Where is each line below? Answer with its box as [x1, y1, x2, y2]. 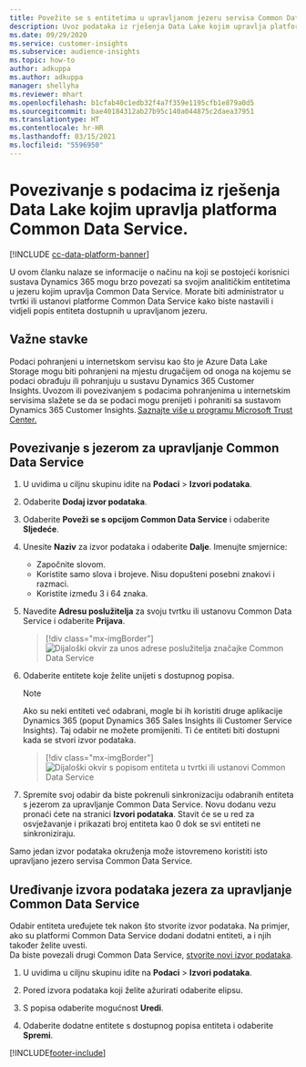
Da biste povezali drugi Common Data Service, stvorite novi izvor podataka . [9, 949, 293, 960]
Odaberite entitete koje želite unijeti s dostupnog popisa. [22, 670, 235, 681]
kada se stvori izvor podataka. [22, 735, 137, 746]
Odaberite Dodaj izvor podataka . [22, 496, 148, 507]
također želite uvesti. [9, 940, 88, 951]
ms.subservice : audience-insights [9, 47, 141, 57]
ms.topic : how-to [9, 56, 76, 65]
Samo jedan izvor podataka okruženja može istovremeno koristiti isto [9, 845, 269, 857]
